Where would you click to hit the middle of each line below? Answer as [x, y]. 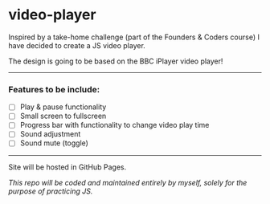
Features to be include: [54, 89]
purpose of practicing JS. [51, 191]
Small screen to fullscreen [63, 116]
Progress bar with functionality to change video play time [115, 125]
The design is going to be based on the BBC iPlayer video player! [116, 61]
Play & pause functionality [63, 107]
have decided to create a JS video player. [77, 45]
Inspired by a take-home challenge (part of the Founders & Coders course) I [134, 37]
